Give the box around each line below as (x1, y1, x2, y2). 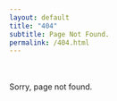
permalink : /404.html (9, 38, 90, 47)
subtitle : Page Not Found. (9, 29, 110, 38)
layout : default (9, 13, 70, 22)
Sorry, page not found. (9, 81, 93, 92)
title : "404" (9, 21, 58, 30)
